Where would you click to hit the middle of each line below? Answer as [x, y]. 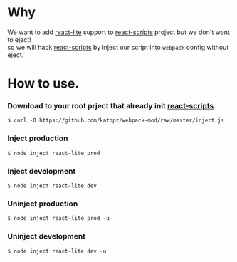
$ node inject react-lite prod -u [59, 219]
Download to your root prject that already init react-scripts [111, 106]
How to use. [43, 84]
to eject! [20, 39]
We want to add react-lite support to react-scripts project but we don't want [118, 32]
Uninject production [43, 204]
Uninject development [47, 236]
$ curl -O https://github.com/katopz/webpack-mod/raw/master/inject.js [116, 121]
